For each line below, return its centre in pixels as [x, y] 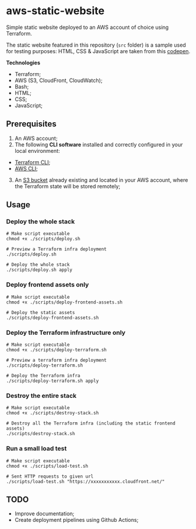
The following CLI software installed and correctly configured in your [99, 144]
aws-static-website [55, 11]
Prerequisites [31, 124]
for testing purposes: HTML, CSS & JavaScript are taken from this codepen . [98, 51]
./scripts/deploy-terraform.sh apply [53, 381]
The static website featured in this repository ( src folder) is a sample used [96, 45]
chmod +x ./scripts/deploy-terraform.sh [57, 350]
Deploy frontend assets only [48, 285]
